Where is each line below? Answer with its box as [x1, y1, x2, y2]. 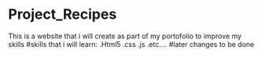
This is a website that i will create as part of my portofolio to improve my [8, 31, 242, 41]
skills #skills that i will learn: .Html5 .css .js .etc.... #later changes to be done [8, 39, 255, 48]
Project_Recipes [8, 5, 117, 23]
